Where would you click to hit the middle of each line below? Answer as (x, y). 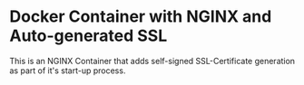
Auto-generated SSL (88, 36)
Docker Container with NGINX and (141, 17)
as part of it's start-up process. (68, 71)
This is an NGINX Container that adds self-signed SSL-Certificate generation (152, 61)
